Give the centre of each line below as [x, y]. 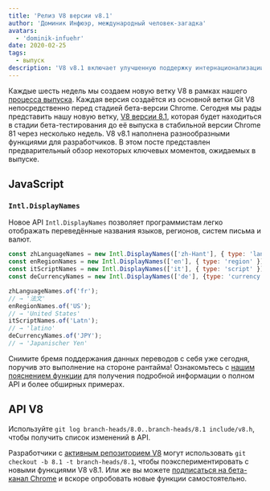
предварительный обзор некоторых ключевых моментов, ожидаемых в [132, 150]
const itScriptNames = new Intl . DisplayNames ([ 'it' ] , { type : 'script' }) [136, 270]
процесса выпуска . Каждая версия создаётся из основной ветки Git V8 [132, 99]
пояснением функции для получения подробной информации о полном [131, 375]
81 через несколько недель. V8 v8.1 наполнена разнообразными [119, 133]
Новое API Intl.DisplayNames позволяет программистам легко [116, 222]
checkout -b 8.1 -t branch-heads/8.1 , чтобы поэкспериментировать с [129, 461]
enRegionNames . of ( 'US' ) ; [50, 306]
